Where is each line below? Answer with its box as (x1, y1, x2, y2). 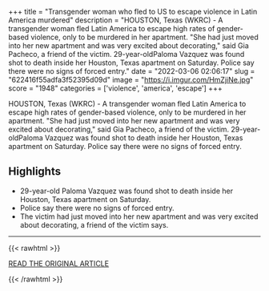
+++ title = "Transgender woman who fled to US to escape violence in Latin (8, 7, 258, 16)
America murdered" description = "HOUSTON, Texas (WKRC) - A (8, 15, 223, 25)
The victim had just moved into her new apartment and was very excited (19, 212, 259, 221)
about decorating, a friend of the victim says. (19, 220, 169, 229)
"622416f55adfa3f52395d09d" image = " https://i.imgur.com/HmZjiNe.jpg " (8, 75, 254, 84)
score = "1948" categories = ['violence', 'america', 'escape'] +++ (8, 83, 223, 93)
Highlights (8, 164, 62, 179)
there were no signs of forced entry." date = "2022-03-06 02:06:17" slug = (8, 67, 255, 75)
